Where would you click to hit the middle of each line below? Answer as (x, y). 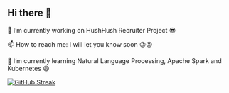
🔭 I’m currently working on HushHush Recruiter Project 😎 (92, 30)
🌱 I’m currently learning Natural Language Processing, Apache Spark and (114, 60)
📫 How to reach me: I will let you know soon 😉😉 (80, 44)
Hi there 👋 (30, 13)
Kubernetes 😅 (28, 68)
